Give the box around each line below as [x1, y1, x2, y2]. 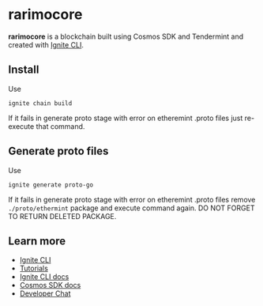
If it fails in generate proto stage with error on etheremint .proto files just [8, 113, 243, 123]
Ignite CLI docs [19, 272, 70, 281]
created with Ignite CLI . [8, 40, 85, 49]
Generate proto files [8, 145, 109, 158]
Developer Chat [19, 289, 71, 298]
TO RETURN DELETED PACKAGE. [8, 211, 117, 221]
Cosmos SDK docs [19, 281, 81, 290]
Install [8, 63, 39, 77]
